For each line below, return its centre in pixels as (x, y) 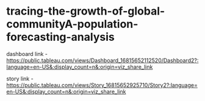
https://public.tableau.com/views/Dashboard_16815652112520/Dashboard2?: (103, 60)
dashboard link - (27, 54)
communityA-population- (72, 24)
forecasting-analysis (60, 37)
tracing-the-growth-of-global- (86, 11)
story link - (20, 78)
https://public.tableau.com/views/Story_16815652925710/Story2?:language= (102, 85)
